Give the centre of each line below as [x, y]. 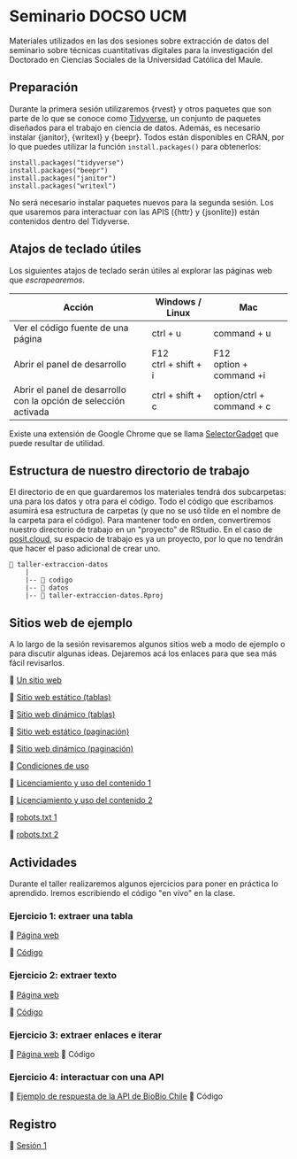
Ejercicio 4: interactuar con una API [87, 1077]
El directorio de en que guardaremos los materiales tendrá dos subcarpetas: [148, 492]
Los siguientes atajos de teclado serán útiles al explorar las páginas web [141, 270]
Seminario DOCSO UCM [98, 16]
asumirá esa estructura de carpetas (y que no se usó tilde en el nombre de [145, 511]
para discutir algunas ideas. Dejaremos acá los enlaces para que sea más [143, 653]
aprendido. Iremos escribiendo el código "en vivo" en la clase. [122, 893]
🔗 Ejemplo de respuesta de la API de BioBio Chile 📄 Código [116, 1096]
